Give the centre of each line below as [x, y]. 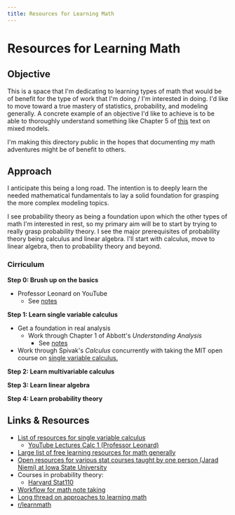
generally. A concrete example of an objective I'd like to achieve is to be [111, 114]
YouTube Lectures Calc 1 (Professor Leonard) [93, 445]
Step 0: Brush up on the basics [53, 280]
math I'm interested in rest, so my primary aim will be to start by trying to [112, 224]
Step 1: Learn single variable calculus [62, 314]
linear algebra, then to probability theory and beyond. [84, 247]
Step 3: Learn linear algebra [48, 385]
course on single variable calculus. [68, 357]
